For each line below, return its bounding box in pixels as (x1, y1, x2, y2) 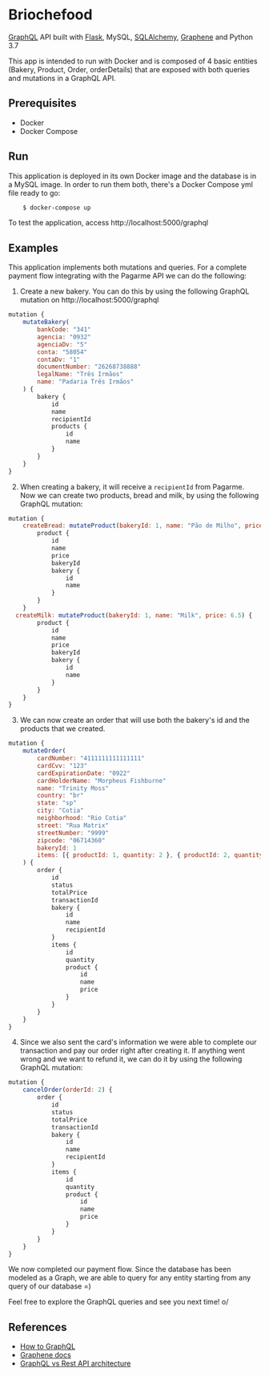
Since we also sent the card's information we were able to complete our (19, 1037, 258, 1047)
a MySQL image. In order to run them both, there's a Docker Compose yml (8, 179, 254, 189)
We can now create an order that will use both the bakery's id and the (19, 716, 251, 725)
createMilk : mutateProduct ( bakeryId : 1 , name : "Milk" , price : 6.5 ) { (15, 611, 253, 619)
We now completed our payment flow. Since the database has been (8, 1264, 231, 1274)
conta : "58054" (37, 347, 88, 356)
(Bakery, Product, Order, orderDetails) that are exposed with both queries (8, 64, 251, 74)
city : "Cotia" (37, 806, 84, 815)
